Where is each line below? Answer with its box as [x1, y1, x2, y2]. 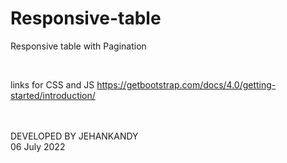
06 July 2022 [10, 140, 66, 152]
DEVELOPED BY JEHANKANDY [10, 130, 139, 142]
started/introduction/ [10, 89, 96, 101]
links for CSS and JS [10, 78, 95, 91]
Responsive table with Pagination [10, 40, 147, 52]
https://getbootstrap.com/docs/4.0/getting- [96, 78, 277, 91]
